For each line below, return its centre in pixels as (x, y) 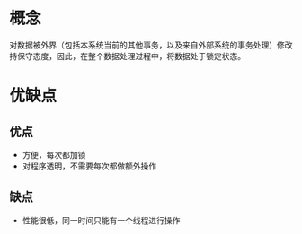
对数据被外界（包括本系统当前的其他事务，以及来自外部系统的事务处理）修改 (151, 45)
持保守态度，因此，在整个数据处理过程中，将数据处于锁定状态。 (127, 56)
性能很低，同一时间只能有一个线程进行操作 (101, 220)
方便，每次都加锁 (54, 154)
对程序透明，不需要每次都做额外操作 (89, 166)
